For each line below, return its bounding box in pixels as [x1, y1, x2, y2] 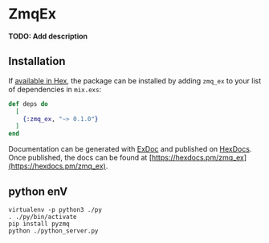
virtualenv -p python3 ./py [8, 205, 103, 213]
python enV [8, 184, 68, 198]
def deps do [8, 99, 48, 108]
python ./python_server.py [8, 226, 99, 235]
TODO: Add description [8, 31, 88, 41]
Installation [8, 55, 66, 68]
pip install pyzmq [8, 220, 70, 228]
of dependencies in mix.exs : [8, 84, 102, 94]
